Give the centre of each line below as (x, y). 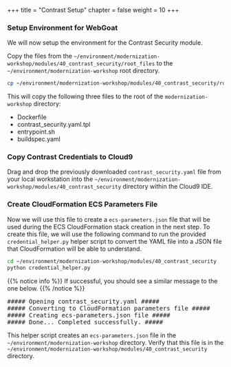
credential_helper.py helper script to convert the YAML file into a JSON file (114, 241)
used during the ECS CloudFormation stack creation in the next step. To (109, 227)
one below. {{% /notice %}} (46, 288)
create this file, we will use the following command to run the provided (107, 234)
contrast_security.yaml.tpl (54, 125)
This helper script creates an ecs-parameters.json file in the (92, 335)
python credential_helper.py (49, 268)
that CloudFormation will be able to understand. (75, 249)
